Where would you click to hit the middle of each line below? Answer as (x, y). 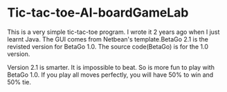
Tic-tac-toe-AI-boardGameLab (98, 13)
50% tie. (19, 82)
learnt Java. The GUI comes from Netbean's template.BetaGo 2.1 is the (108, 39)
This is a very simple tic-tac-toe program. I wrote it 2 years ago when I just (113, 32)
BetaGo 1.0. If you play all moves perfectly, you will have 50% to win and (110, 75)
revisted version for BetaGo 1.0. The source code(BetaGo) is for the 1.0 (108, 46)
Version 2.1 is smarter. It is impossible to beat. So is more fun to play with (111, 67)
